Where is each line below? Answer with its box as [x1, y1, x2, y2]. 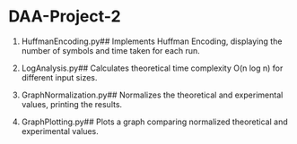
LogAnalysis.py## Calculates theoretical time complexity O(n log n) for [21, 63, 284, 73]
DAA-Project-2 [8, 6, 122, 27]
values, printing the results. [21, 98, 123, 109]
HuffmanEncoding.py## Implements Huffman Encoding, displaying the [21, 36, 283, 47]
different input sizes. [21, 72, 98, 82]
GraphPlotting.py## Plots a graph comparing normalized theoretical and [21, 116, 288, 127]
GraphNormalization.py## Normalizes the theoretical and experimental [21, 89, 284, 100]
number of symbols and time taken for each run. [21, 45, 201, 55]
